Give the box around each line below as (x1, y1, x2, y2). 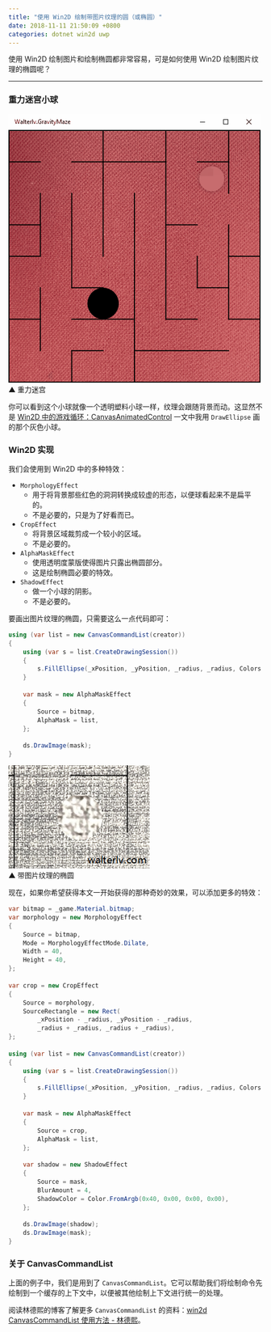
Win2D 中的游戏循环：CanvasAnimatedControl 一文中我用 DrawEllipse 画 (17, 412, 261, 421)
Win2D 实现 (8, 444, 55, 455)
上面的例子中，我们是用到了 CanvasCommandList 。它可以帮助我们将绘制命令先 (8, 1278, 263, 1288)
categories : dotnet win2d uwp (8, 30, 110, 38)
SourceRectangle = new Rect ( (23, 1007, 121, 1015)
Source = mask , (37, 1178, 89, 1186)
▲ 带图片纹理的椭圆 (8, 870, 75, 881)
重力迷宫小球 (8, 94, 59, 105)
